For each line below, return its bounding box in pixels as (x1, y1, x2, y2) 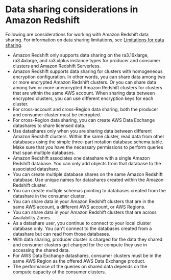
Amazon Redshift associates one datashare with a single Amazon (12, 155, 150, 161)
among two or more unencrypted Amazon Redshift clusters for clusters (12, 84, 162, 90)
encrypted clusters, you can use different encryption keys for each (12, 95, 154, 101)
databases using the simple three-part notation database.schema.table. (12, 139, 163, 145)
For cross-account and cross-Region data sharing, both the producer (12, 106, 158, 112)
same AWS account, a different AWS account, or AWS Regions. (12, 203, 145, 210)
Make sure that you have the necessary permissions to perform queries (12, 144, 163, 150)
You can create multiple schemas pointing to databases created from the (12, 187, 166, 193)
